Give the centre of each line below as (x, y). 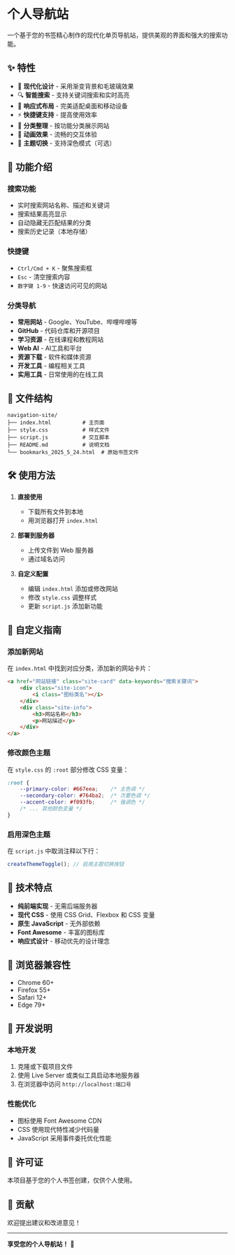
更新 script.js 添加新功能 (65, 606)
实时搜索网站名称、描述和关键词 (63, 205)
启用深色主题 (29, 835)
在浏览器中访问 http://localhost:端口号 (74, 1084)
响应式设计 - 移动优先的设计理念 (64, 941)
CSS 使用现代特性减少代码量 (58, 1129)
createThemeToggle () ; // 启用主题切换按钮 (66, 865)
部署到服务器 (36, 535)
